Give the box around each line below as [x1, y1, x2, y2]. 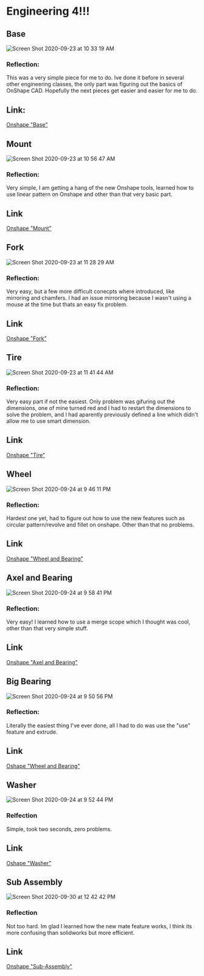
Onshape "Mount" [6, 225, 52, 232]
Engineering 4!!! [6, 4, 90, 18]
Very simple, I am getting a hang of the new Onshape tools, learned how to [6, 184, 194, 192]
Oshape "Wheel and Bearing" [6, 762, 80, 769]
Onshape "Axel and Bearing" [6, 658, 78, 666]
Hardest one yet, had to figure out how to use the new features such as [6, 514, 185, 521]
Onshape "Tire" [6, 451, 46, 458]
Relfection [6, 811, 38, 820]
